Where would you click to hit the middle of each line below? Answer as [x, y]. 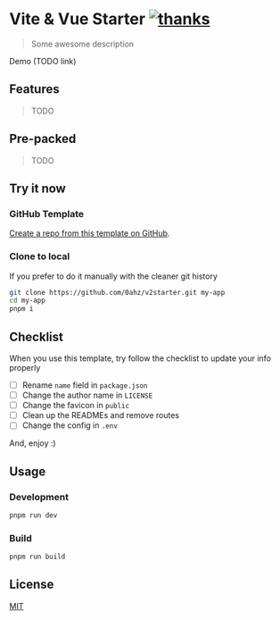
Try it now [38, 188]
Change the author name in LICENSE [87, 395]
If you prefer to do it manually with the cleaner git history [114, 276]
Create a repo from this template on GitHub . [90, 233]
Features [34, 89]
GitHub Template [47, 214]
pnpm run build [37, 557]
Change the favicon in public [76, 406]
